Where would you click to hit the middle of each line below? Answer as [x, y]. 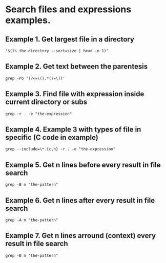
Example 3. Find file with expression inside [75, 94]
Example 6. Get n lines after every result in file [80, 200]
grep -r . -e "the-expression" [39, 114]
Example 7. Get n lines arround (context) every [81, 236]
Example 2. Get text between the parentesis [77, 67]
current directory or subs [46, 102]
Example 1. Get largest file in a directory [70, 39]
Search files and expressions [68, 9]
